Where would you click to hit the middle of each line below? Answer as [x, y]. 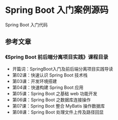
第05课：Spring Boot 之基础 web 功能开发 [55, 93]
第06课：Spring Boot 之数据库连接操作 [51, 100]
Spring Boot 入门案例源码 [57, 10]
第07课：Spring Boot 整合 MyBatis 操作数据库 [59, 106]
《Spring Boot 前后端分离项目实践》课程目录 [57, 57]
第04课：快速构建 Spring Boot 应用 [48, 87]
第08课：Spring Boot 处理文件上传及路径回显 [58, 112]
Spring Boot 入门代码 [26, 25]
